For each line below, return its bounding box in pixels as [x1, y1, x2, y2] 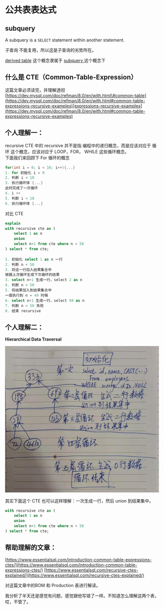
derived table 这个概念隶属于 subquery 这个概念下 [5, 58, 106, 63]
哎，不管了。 [5, 599, 31, 605]
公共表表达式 [5, 4, 57, 16]
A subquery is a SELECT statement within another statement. [5, 37, 125, 43]
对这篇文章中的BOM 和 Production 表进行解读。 [5, 582, 101, 588]
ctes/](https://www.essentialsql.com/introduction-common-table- [5, 562, 138, 568]
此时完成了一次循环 [5, 186, 38, 191]
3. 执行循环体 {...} [5, 181, 43, 185]
